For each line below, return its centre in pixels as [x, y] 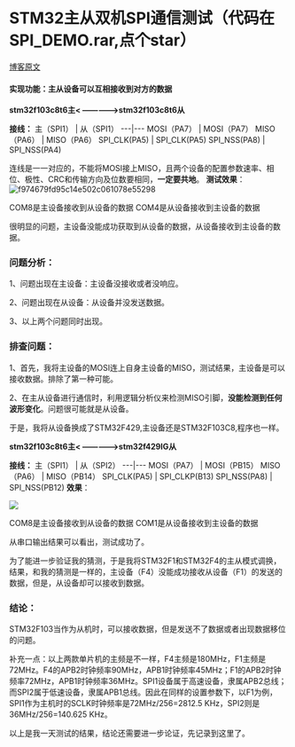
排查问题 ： [32, 347]
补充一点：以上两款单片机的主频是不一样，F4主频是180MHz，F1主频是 [138, 659]
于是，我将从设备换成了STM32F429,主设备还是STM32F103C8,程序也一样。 [147, 428]
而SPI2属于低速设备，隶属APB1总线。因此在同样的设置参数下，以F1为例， [143, 692]
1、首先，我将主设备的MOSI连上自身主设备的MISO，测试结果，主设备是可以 [147, 367]
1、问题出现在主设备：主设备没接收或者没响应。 [96, 284]
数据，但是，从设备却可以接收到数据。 [79, 583]
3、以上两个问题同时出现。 [58, 321]
